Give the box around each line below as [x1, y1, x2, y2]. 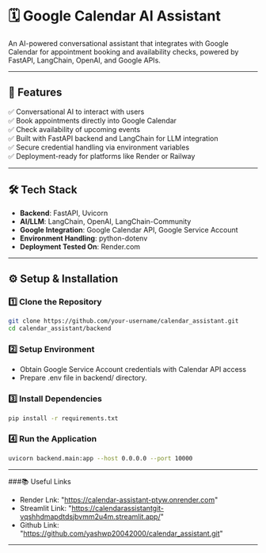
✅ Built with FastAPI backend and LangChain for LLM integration [8, 133, 218, 143]
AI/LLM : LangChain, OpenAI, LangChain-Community [19, 216, 192, 226]
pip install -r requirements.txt [8, 414, 119, 422]
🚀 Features [8, 85, 63, 100]
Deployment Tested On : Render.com [19, 241, 141, 251]
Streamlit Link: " [19, 503, 72, 513]
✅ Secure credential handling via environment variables [8, 142, 190, 152]
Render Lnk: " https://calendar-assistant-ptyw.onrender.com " [19, 494, 218, 504]
